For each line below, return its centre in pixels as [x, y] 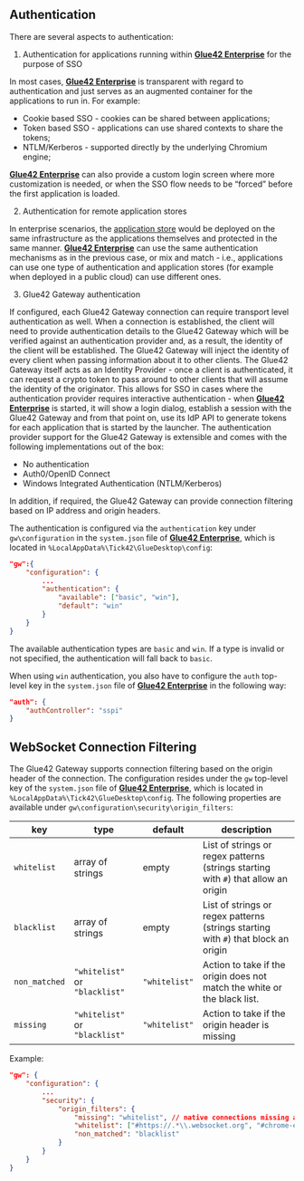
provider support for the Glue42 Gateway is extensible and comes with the [148, 437]
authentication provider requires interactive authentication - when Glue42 [147, 398]
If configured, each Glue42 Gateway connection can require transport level [149, 312]
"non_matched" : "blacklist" [127, 1134]
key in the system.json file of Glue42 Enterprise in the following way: [157, 685]
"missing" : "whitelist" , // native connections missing [181, 1118]
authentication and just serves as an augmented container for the [131, 91]
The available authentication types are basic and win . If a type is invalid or [147, 648]
